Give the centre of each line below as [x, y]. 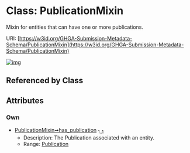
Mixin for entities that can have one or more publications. [75, 27]
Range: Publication [46, 144]
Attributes [25, 101]
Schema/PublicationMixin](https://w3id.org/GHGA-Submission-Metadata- [95, 45]
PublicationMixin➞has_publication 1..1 [59, 131]
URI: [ [13, 38]
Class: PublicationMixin [65, 11]
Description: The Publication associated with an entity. [89, 137]
